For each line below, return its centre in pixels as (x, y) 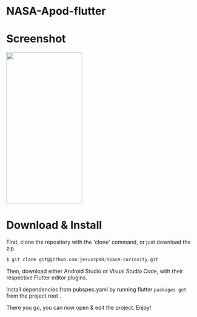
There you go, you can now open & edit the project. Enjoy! (79, 307)
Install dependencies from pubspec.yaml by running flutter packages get (96, 289)
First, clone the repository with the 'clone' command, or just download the (98, 242)
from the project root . (34, 296)
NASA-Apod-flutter (56, 11)
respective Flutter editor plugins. (47, 278)
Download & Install (54, 225)
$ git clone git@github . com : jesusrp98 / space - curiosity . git (82, 260)
